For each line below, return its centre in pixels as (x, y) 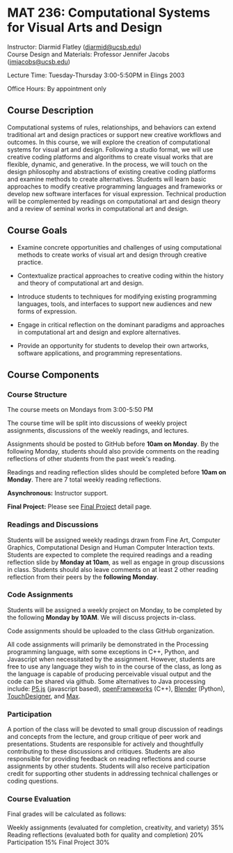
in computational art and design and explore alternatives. (99, 332)
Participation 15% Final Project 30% (58, 843)
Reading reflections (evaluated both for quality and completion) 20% (105, 835)
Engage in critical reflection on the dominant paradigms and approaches (121, 324)
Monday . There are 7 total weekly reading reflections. (85, 480)
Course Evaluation (39, 799)
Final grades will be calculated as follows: (67, 814)
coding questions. (33, 781)
